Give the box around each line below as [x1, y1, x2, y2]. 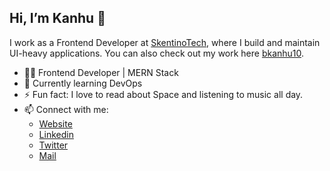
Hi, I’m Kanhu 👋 [9, 10, 106, 27]
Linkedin [38, 128, 74, 140]
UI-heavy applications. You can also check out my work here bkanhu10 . [9, 47, 305, 59]
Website [38, 117, 73, 130]
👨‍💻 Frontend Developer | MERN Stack [23, 66, 179, 78]
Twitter [38, 139, 69, 151]
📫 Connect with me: [23, 103, 109, 115]
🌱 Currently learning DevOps [23, 77, 143, 89]
